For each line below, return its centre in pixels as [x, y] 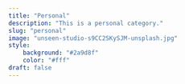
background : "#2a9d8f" [61, 53]
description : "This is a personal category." [86, 23]
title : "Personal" [39, 16]
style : [19, 46]
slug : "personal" [37, 30]
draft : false [30, 68]
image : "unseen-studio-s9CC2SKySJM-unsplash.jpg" [93, 38]
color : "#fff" [46, 61]
